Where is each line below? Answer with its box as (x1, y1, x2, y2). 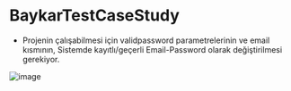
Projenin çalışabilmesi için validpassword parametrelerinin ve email (22, 35, 270, 45)
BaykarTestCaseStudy (9, 5, 180, 26)
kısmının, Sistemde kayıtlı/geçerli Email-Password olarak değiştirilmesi (22, 44, 283, 54)
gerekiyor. (22, 54, 60, 64)
